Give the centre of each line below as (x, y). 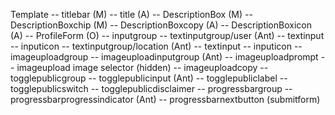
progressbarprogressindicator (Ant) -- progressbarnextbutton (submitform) (165, 99)
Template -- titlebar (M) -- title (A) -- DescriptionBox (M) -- (131, 14)
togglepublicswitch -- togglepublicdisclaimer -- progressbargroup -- (151, 88)
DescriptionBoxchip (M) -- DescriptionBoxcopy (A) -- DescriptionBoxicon (161, 25)
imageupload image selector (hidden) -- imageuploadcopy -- (142, 67)
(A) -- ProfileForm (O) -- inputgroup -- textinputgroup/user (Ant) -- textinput (167, 35)
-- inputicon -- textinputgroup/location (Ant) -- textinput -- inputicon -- (156, 46)
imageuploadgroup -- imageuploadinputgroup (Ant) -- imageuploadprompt (164, 57)
